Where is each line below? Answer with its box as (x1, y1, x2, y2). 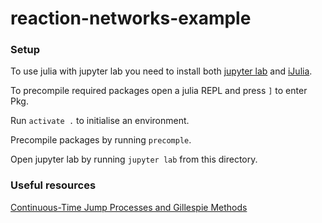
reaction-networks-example (10, 7, 252, 30)
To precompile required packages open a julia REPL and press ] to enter (10, 85, 308, 97)
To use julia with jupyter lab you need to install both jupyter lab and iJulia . (10, 65, 313, 77)
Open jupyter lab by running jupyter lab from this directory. (10, 153, 258, 166)
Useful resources (10, 178, 97, 192)
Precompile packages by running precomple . (10, 134, 192, 146)
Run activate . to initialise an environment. (10, 115, 190, 127)
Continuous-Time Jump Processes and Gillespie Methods (10, 201, 248, 213)
